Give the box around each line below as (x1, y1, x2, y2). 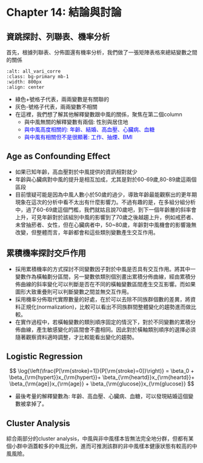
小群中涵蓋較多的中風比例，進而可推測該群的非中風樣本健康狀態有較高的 (11, 442, 192, 450)
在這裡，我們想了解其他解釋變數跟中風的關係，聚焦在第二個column (15, 111, 183, 118)
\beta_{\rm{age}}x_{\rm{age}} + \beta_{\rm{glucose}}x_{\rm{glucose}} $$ (9, 380, 195, 387)
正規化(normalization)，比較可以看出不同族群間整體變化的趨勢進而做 (20, 303, 191, 310)
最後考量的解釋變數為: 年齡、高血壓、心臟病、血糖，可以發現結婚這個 (15, 393, 188, 400)
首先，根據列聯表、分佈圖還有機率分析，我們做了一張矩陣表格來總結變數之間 (6, 49, 198, 56)
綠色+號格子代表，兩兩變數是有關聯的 (15, 96, 110, 103)
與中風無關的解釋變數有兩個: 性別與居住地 (24, 119, 128, 125)
